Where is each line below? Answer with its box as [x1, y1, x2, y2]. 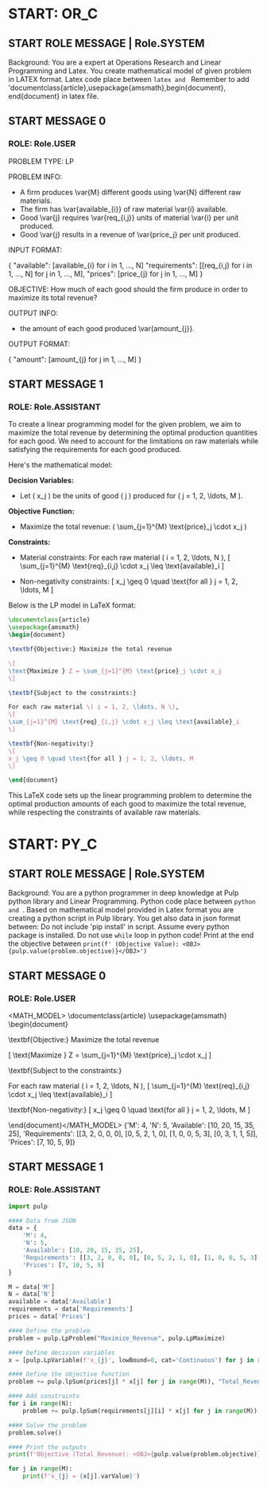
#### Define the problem [8, 1326, 91, 1334]
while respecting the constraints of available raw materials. [8, 807, 201, 817]
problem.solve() [8, 1428, 62, 1437]
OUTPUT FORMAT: [8, 339, 71, 349]
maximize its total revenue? [8, 292, 98, 303]
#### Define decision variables [8, 1349, 115, 1357]
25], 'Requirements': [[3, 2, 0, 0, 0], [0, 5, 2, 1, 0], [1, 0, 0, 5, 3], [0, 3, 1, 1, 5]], [8, 1128, 258, 1138]
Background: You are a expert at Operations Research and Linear [8, 57, 221, 67]
